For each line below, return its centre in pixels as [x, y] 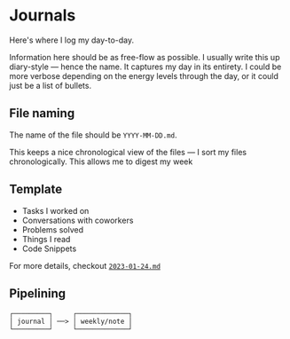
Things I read [46, 239]
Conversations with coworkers [78, 220]
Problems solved [53, 229]
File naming [42, 113]
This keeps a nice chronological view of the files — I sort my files [128, 152]
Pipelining [38, 293]
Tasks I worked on [55, 210]
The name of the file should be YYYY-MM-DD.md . [93, 135]
